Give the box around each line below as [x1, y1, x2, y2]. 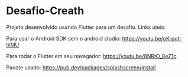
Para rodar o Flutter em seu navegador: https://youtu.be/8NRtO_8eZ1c [6, 52, 177, 59]
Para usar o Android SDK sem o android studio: [6, 35, 121, 42]
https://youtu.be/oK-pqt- [122, 35, 182, 42]
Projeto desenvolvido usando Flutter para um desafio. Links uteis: [6, 24, 166, 31]
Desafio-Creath [6, 4, 85, 18]
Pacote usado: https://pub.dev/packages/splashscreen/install [6, 63, 156, 71]
